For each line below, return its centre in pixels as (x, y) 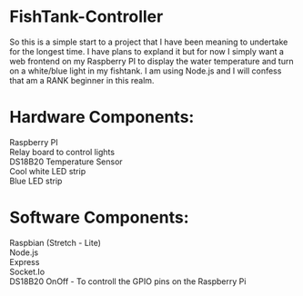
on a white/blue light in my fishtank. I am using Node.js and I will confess (146, 71)
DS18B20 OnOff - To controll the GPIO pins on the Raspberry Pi (128, 281)
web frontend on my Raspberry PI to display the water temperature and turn (151, 61)
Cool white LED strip (48, 171)
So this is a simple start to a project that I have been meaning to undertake (149, 42)
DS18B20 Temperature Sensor (66, 162)
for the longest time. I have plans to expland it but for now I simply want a (147, 51)
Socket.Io (27, 271)
